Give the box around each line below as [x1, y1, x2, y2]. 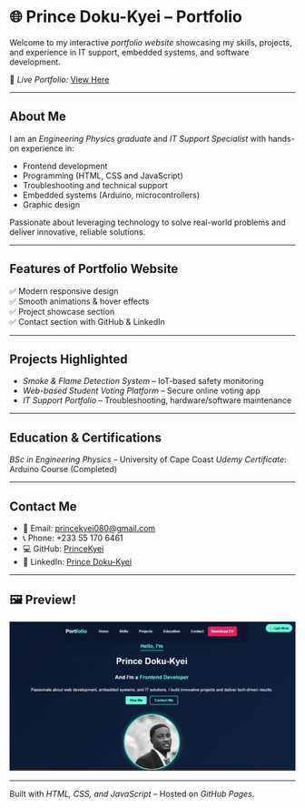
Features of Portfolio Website [9, 261, 179, 277]
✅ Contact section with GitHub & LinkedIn [9, 316, 165, 327]
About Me [9, 109, 66, 125]
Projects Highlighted [9, 351, 129, 367]
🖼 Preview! [9, 592, 77, 608]
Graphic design [22, 198, 80, 210]
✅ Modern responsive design [9, 285, 119, 297]
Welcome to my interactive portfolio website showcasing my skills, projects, [9, 36, 292, 47]
